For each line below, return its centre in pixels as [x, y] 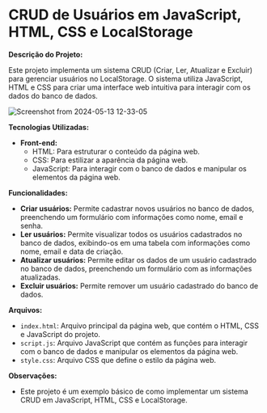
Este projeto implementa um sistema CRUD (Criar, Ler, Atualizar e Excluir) [131, 70]
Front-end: [39, 142]
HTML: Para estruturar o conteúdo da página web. [116, 151]
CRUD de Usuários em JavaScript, [125, 15]
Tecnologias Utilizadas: [49, 127]
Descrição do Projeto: [46, 54]
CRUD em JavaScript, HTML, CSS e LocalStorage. [104, 400]
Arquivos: [25, 310]
